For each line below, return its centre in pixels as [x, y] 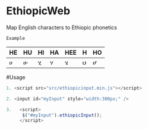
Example [16, 38]
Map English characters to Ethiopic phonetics [62, 27]
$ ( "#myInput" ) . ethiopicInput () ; [62, 115]
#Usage [16, 77]
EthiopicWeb [38, 11]
